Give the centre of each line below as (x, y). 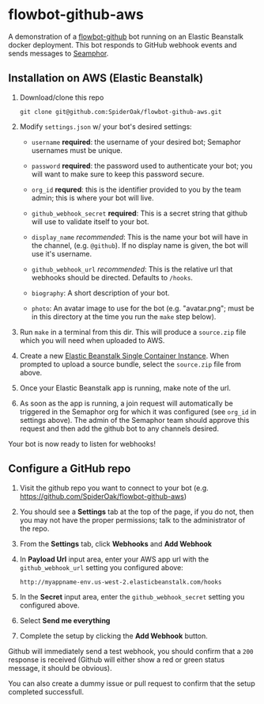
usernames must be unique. (77, 150)
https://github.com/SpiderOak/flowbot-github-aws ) (103, 496)
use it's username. (62, 253)
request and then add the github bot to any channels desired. (119, 428)
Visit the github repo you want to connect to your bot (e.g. (114, 488)
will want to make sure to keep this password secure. (118, 174)
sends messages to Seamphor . (58, 53)
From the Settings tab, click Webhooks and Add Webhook (115, 543)
